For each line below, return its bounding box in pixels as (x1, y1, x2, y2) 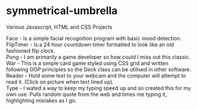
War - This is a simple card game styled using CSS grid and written (6, 60, 169, 67)
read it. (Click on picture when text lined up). (6, 78, 114, 85)
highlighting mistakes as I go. (6, 97, 77, 104)
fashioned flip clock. (6, 47, 56, 54)
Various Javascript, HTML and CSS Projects (6, 23, 113, 30)
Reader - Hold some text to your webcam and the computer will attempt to (6, 72, 186, 79)
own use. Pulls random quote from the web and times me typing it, (6, 91, 168, 98)
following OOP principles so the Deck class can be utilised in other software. (6, 66, 192, 73)
